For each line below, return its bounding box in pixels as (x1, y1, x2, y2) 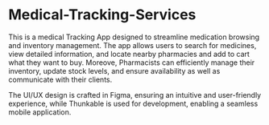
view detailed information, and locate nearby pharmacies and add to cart (8, 49, 250, 58)
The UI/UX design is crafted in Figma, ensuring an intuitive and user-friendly (8, 90, 262, 99)
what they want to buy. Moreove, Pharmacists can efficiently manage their (8, 58, 255, 67)
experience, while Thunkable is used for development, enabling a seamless (8, 99, 259, 108)
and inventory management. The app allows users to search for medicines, (8, 40, 257, 50)
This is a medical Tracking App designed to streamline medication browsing (8, 32, 260, 42)
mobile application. (8, 107, 72, 117)
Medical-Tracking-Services (8, 6, 197, 24)
